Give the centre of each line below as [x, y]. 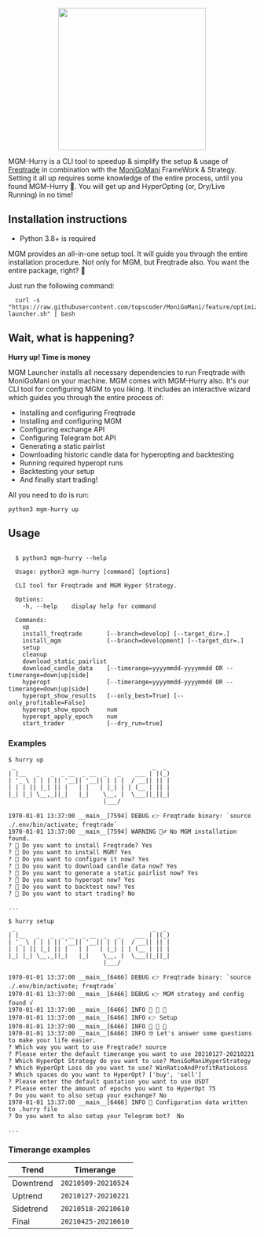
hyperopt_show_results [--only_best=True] [96, 696]
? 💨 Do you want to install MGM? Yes [70, 852]
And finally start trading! [59, 480]
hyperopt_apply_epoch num [70, 717]
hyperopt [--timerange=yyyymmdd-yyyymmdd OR [123, 682]
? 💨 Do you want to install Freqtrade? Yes [81, 845]
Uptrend [27, 1196]
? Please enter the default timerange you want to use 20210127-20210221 [132, 1054]
